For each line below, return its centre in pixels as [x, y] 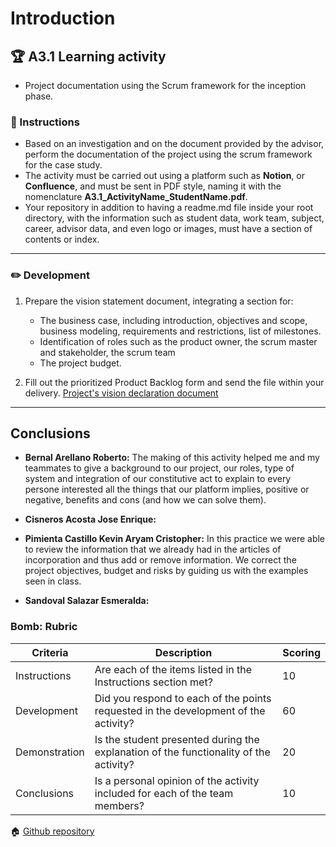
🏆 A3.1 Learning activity [88, 56]
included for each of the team [164, 793]
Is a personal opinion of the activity [177, 780]
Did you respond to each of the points [183, 698]
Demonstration [50, 752]
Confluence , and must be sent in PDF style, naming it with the [153, 186]
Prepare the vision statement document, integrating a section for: [159, 301]
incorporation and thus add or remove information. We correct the [160, 560]
